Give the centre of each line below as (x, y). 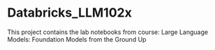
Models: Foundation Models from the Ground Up (77, 39)
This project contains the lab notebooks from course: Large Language (107, 32)
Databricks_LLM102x (70, 13)
